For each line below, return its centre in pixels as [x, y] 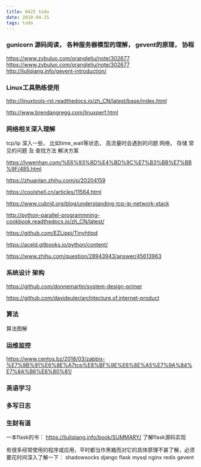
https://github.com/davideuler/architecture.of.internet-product [83, 298]
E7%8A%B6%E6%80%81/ [39, 371]
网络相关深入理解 [31, 129]
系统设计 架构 [25, 273]
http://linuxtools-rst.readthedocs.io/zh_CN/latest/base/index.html [87, 101]
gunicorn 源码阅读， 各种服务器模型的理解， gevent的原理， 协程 [100, 45]
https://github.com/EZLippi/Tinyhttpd [52, 233]
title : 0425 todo [28, 12]
